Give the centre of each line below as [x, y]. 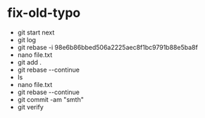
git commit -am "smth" [51, 99]
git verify [30, 107]
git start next [36, 32]
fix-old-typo [44, 13]
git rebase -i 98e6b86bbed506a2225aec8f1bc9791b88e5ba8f [108, 47]
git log [27, 39]
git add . [30, 62]
